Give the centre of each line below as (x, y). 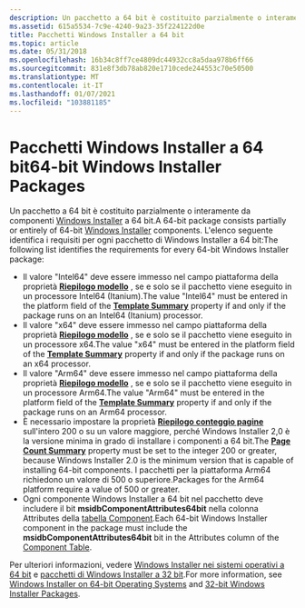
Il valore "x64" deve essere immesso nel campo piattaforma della (145, 325)
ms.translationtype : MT (54, 77)
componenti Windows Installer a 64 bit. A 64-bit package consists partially (148, 221)
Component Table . (57, 547)
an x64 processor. (56, 364)
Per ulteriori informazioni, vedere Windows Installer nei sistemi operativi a (147, 565)
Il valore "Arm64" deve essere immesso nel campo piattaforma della (150, 374)
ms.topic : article (44, 43)
